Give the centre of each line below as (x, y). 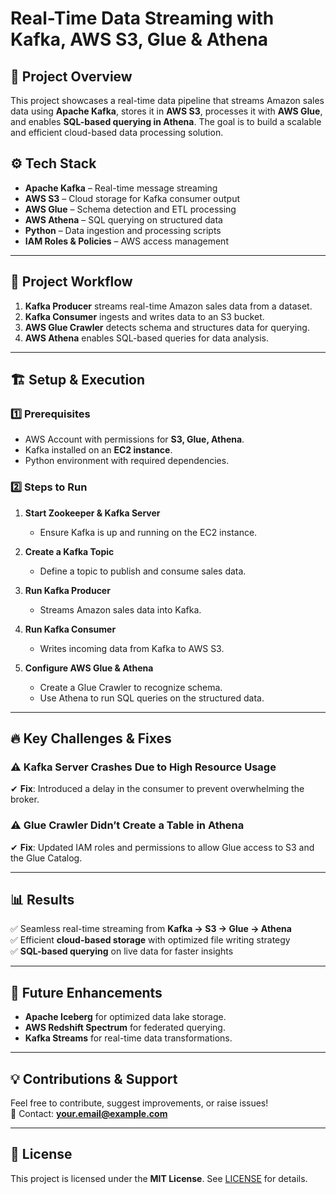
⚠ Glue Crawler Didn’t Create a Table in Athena (127, 825)
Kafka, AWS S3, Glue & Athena (139, 39)
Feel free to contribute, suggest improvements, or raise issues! (139, 1103)
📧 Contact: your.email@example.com (89, 1114)
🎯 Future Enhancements (86, 992)
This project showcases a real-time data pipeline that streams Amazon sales (167, 100)
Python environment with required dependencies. (127, 461)
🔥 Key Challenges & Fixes (91, 738)
